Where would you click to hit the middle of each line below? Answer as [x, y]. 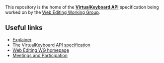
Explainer [22, 39]
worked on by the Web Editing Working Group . [53, 12]
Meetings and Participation [40, 55]
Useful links [24, 28]
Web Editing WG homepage [41, 50]
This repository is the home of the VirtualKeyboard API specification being [82, 7]
